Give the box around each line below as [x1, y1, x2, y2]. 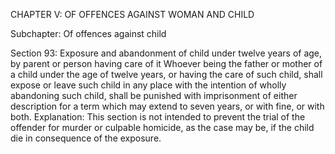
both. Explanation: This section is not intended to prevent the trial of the [10, 111, 306, 123]
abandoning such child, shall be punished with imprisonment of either [10, 90, 298, 101]
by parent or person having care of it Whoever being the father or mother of [10, 58, 323, 69]
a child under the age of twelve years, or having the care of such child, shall [10, 69, 323, 80]
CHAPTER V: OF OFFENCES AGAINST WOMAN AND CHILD [10, 9, 255, 20]
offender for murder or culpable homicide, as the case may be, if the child [10, 122, 315, 133]
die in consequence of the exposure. [10, 132, 162, 144]
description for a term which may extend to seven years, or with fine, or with [10, 100, 325, 112]
